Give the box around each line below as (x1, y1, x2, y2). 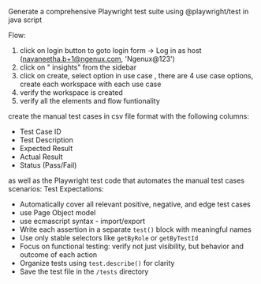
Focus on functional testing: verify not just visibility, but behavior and (19, 241, 244, 251)
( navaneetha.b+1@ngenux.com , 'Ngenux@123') (19, 55, 176, 63)
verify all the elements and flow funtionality (19, 97, 160, 105)
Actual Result (19, 152, 63, 161)
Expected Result (19, 144, 73, 153)
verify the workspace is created (19, 88, 124, 97)
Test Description (19, 135, 73, 145)
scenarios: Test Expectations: (8, 184, 104, 193)
